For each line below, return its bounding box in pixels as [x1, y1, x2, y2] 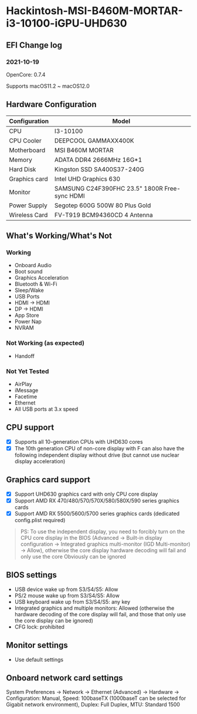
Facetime [14, 393, 38, 400]
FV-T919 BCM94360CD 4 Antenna [55, 211, 154, 219]
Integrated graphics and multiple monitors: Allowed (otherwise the [14, 605, 175, 612]
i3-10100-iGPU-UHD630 [6, 16, 127, 30]
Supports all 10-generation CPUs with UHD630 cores [14, 438, 143, 445]
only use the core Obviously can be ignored [20, 553, 126, 560]
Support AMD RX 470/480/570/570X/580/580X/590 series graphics [14, 497, 180, 504]
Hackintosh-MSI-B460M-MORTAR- [6, 4, 184, 18]
